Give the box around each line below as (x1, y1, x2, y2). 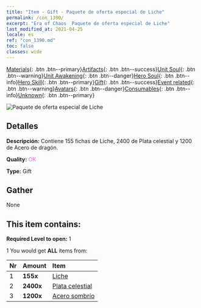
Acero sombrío (52, 291, 95, 300)
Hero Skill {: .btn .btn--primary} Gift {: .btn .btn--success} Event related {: (18, 78, 195, 86)
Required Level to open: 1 (6, 235, 71, 243)
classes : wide (6, 49, 43, 55)
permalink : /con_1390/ (6, 15, 64, 21)
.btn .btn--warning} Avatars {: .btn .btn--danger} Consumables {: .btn (6, 85, 175, 92)
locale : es (6, 32, 34, 38)
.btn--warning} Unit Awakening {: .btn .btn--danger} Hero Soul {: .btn (6, 71, 174, 79)
